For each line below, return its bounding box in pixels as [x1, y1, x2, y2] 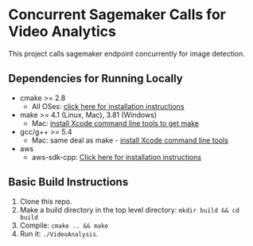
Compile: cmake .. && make [19, 221, 109, 230]
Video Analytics [8, 22, 117, 41]
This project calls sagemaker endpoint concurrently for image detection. [8, 49, 245, 58]
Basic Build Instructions [8, 175, 129, 189]
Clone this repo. [19, 197, 72, 206]
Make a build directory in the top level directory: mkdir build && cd [19, 205, 240, 214]
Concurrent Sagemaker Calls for [8, 6, 227, 24]
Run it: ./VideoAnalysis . [19, 228, 99, 238]
